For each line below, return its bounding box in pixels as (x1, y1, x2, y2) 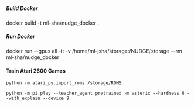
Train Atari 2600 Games (6, 67, 66, 74)
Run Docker (6, 33, 35, 40)
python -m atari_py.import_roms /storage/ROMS (6, 80, 122, 86)
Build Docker (6, 5, 38, 12)
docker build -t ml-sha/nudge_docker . (6, 19, 100, 26)
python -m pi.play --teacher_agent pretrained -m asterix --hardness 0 (6, 91, 184, 96)
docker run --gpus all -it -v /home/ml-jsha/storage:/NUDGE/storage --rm (6, 47, 183, 54)
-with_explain (6, 95, 41, 102)
